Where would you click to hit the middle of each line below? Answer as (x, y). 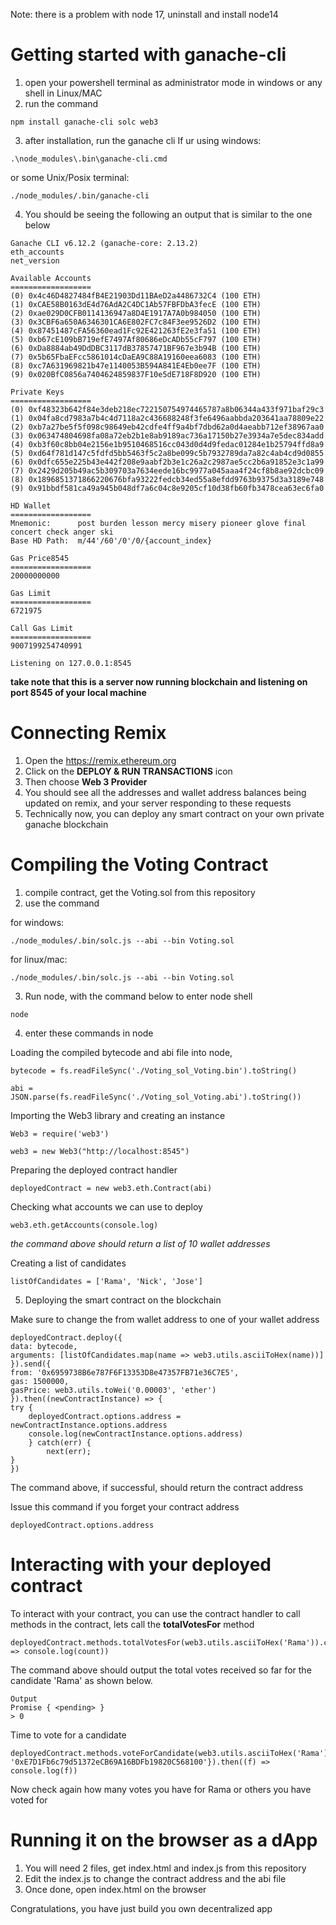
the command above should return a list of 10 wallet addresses (140, 1243)
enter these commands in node (89, 1033)
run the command (61, 103)
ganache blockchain (66, 824)
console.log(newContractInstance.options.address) (136, 1434)
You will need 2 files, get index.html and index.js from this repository (165, 1868)
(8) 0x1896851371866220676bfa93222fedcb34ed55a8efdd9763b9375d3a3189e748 (167, 479)
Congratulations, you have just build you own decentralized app (141, 1908)
